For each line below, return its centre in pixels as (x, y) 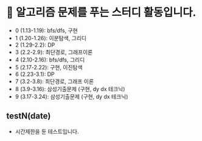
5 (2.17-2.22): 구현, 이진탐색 (49, 67)
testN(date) (29, 116)
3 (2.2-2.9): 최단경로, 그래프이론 (54, 52)
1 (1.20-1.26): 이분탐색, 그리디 (51, 38)
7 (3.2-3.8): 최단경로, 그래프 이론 (54, 81)
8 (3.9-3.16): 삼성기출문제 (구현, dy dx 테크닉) (70, 89)
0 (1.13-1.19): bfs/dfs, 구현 (46, 30)
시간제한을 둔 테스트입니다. (47, 131)
